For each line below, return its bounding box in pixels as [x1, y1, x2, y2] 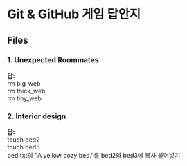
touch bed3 [7, 143, 40, 151]
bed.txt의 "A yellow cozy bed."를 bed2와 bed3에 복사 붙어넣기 [7, 151, 181, 160]
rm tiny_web [7, 94, 42, 102]
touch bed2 [7, 136, 40, 144]
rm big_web [7, 79, 41, 87]
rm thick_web [7, 86, 46, 95]
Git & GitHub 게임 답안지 [7, 6, 141, 22]
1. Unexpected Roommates [7, 55, 99, 64]
